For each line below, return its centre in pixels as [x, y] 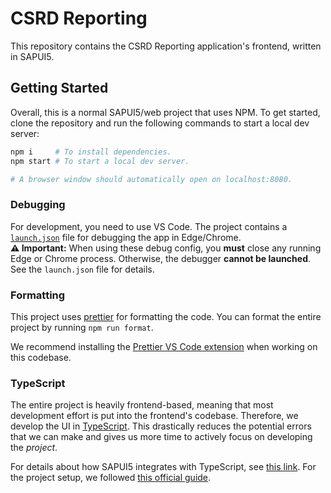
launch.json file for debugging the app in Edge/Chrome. [126, 237]
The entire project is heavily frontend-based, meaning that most [142, 405]
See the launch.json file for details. [82, 269]
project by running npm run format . [82, 327]
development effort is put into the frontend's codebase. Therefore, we [154, 416]
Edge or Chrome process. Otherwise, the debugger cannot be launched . [161, 258]
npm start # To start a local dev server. [100, 161]
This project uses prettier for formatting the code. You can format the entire [166, 316]
